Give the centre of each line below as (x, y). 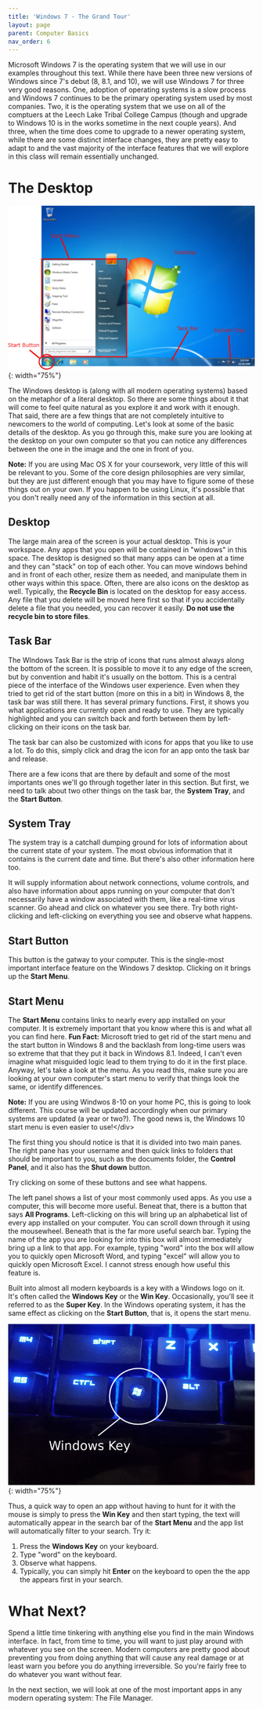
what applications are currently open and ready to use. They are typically (126, 710)
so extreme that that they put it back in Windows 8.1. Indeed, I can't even (125, 1053)
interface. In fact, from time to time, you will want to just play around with (126, 1641)
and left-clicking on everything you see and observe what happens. (144, 916)
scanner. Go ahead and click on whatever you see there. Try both (113, 908)
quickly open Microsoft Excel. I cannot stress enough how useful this (119, 1264)
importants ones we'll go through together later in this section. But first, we (129, 782)
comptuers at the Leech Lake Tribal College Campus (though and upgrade (128, 115)
